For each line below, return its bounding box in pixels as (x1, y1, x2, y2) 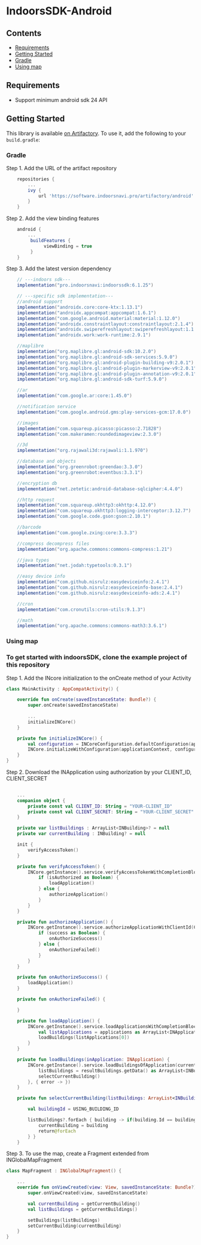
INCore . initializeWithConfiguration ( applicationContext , (28, 746, 172, 753)
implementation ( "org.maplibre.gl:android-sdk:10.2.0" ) (17, 349, 157, 355)
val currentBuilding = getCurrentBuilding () (28, 1201, 141, 1207)
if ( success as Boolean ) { (38, 930, 106, 936)
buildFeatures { (30, 237, 71, 243)
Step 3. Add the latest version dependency (6, 265, 112, 272)
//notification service (17, 403, 77, 410)
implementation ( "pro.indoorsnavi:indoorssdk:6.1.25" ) (17, 282, 154, 288)
